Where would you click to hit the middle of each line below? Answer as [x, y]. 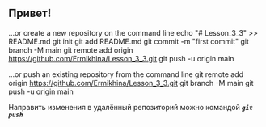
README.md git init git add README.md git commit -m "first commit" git [129, 41]
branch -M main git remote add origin [71, 50]
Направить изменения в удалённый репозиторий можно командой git [131, 107]
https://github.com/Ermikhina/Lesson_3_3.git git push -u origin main [121, 58]
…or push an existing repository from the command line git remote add [126, 74]
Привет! [30, 13]
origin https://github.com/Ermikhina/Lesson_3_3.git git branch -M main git [131, 83]
